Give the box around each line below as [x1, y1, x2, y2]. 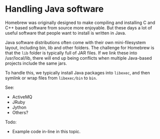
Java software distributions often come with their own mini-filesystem [5, 39, 146, 45]
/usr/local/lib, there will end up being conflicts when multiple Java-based [5, 55, 152, 61]
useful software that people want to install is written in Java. [5, 30, 126, 36]
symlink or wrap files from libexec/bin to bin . [5, 75, 97, 81]
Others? [12, 109, 28, 116]
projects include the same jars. [5, 60, 67, 66]
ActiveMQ [12, 94, 33, 100]
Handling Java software [5, 3, 104, 15]
